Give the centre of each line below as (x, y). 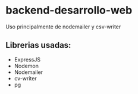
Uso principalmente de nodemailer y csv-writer (63, 27)
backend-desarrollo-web (69, 10)
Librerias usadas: (38, 45)
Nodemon (26, 66)
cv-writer (25, 78)
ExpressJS (27, 59)
